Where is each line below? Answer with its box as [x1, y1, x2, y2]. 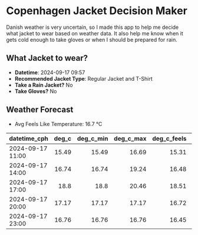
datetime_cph [9, 134, 49, 143]
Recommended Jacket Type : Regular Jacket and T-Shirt [14, 75, 153, 82]
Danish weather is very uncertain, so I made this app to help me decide [6, 24, 179, 31]
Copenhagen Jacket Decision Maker [6, 4, 187, 18]
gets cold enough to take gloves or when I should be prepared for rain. [6, 36, 178, 43]
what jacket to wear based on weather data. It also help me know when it [6, 29, 184, 37]
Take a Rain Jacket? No [14, 81, 73, 88]
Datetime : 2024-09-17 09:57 [14, 69, 85, 76]
